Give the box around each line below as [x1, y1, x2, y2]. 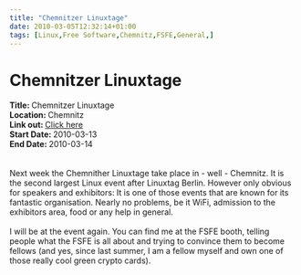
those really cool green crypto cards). [9, 255, 151, 266]
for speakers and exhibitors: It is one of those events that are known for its [9, 187, 289, 198]
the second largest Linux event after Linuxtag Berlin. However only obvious [9, 177, 292, 188]
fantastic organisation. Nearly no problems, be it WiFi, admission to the [9, 197, 276, 208]
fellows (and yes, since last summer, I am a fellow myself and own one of [9, 246, 285, 257]
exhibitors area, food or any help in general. [9, 206, 173, 217]
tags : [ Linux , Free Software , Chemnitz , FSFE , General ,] [9, 30, 214, 39]
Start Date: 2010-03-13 [9, 129, 98, 140]
